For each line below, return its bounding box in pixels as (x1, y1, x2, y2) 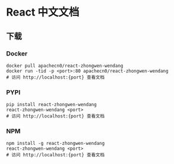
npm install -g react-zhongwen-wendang (6, 141, 105, 147)
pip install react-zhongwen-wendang (6, 102, 97, 108)
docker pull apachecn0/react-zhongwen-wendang (6, 63, 124, 69)
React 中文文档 (6, 5, 80, 19)
